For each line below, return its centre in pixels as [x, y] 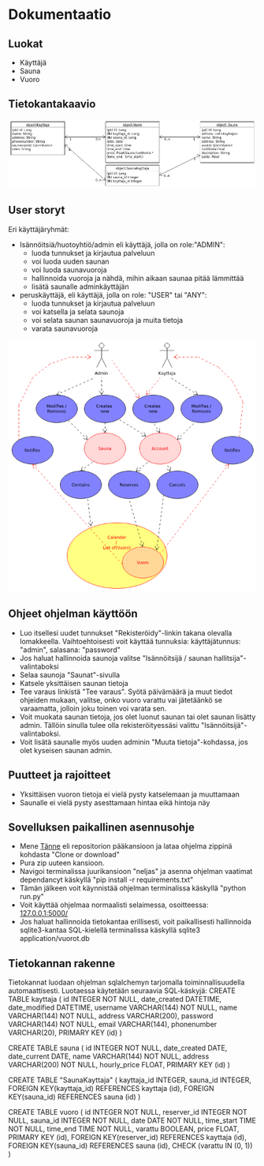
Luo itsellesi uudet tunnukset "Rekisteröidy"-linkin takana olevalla [126, 632]
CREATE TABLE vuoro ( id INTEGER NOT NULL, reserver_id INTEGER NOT [128, 1112]
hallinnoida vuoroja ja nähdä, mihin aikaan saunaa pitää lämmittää [138, 278]
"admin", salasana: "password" [70, 650]
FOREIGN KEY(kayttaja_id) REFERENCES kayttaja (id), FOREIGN [111, 1089]
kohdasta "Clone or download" [69, 855]
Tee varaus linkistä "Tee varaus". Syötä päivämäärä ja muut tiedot [126, 692]
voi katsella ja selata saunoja [78, 311]
